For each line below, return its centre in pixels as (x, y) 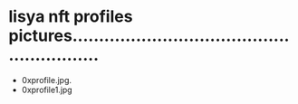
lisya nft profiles (71, 17)
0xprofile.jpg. (47, 80)
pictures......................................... (149, 36)
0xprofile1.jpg (47, 90)
